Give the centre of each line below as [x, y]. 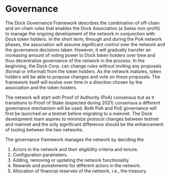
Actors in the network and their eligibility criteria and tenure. [75, 149]
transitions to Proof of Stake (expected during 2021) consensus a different [83, 102]
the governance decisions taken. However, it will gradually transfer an [78, 50]
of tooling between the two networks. [44, 129]
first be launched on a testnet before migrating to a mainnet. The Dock [79, 113]
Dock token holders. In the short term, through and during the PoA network [84, 39]
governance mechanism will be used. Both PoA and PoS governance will [81, 108]
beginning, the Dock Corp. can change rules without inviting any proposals [83, 66]
